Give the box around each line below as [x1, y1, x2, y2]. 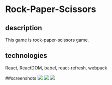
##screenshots [5, 75, 37, 81]
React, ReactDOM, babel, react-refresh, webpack [5, 64, 107, 71]
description [5, 24, 42, 32]
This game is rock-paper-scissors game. [5, 37, 89, 43]
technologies [5, 51, 48, 60]
